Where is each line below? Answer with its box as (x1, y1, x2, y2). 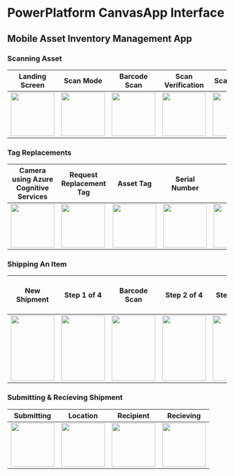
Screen (20, 80, 45, 90)
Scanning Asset (7, 54, 63, 63)
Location (68, 410, 98, 420)
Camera (19, 166, 47, 176)
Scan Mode (63, 75, 102, 85)
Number (171, 183, 199, 193)
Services (17, 192, 48, 201)
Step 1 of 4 (64, 291, 102, 300)
